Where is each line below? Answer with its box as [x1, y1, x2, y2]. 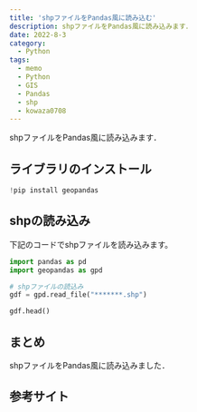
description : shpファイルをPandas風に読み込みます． [9, 22, 192, 31]
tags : [9, 55, 30, 64]
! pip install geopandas [9, 186, 99, 195]
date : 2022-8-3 [9, 30, 67, 39]
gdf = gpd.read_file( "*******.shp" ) [9, 290, 147, 299]
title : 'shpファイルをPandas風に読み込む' [9, 13, 156, 23]
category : [9, 38, 47, 48]
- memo [17, 64, 42, 74]
